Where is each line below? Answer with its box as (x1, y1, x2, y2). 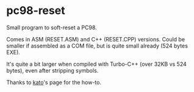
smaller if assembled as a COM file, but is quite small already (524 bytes (6, 42, 188, 49)
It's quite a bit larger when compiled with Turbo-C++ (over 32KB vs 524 (6, 60, 187, 68)
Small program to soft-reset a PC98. (6, 24, 98, 31)
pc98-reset (6, 4, 65, 18)
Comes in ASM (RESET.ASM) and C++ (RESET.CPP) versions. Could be (6, 35, 185, 43)
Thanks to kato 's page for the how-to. (6, 79, 102, 86)
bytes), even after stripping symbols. (6, 66, 99, 74)
